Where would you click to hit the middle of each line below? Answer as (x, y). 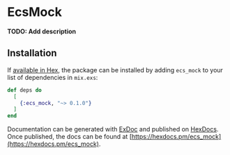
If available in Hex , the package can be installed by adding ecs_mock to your (115, 70)
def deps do (24, 90)
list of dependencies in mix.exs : (53, 77)
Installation (32, 53)
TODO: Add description (42, 31)
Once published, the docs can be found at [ (70, 137)
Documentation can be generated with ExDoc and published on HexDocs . (113, 129)
